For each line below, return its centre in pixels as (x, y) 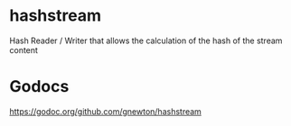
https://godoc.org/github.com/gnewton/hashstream (105, 111)
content (24, 49)
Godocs (39, 87)
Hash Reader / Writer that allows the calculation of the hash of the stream (146, 40)
